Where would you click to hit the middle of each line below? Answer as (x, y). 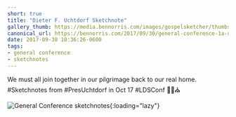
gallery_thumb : (29, 27)
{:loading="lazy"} (135, 105)
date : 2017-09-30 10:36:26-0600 (54, 40)
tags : (15, 46)
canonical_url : (29, 33)
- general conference (39, 53)
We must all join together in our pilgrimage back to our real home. (102, 79)
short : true (25, 14)
